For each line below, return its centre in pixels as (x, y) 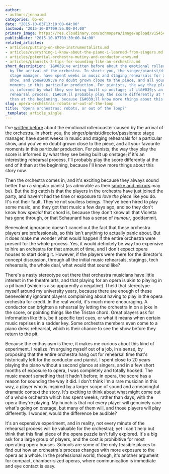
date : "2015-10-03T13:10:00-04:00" (43, 24)
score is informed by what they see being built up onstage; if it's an (75, 154)
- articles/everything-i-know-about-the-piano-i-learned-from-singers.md (84, 52)
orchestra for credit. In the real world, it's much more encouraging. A (76, 301)
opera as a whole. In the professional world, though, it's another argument (82, 455)
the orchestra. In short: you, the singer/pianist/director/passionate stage (80, 133)
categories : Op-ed (24, 19)
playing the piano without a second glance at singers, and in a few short (80, 365)
